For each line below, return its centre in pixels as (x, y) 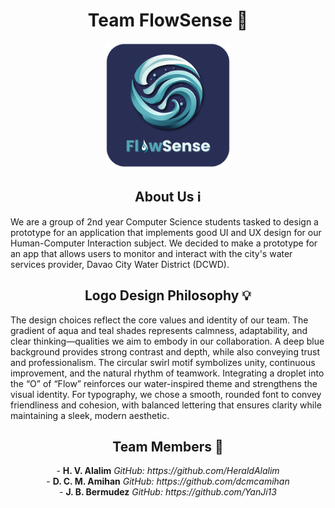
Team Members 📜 (168, 446)
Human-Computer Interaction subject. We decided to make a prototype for (164, 243)
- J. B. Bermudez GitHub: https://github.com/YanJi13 (168, 492)
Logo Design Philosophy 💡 (168, 295)
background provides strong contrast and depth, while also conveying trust (165, 351)
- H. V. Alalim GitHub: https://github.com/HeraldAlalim (168, 471)
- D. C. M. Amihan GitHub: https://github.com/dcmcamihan (168, 481)
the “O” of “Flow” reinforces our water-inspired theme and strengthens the (164, 383)
